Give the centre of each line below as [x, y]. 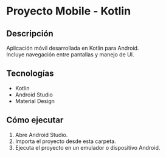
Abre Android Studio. [41, 135]
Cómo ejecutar [35, 120]
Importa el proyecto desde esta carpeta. [66, 141]
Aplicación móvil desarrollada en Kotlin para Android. [73, 48]
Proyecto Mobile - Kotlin [69, 11]
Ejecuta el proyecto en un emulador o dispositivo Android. [88, 147]
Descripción [30, 34]
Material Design [35, 101]
